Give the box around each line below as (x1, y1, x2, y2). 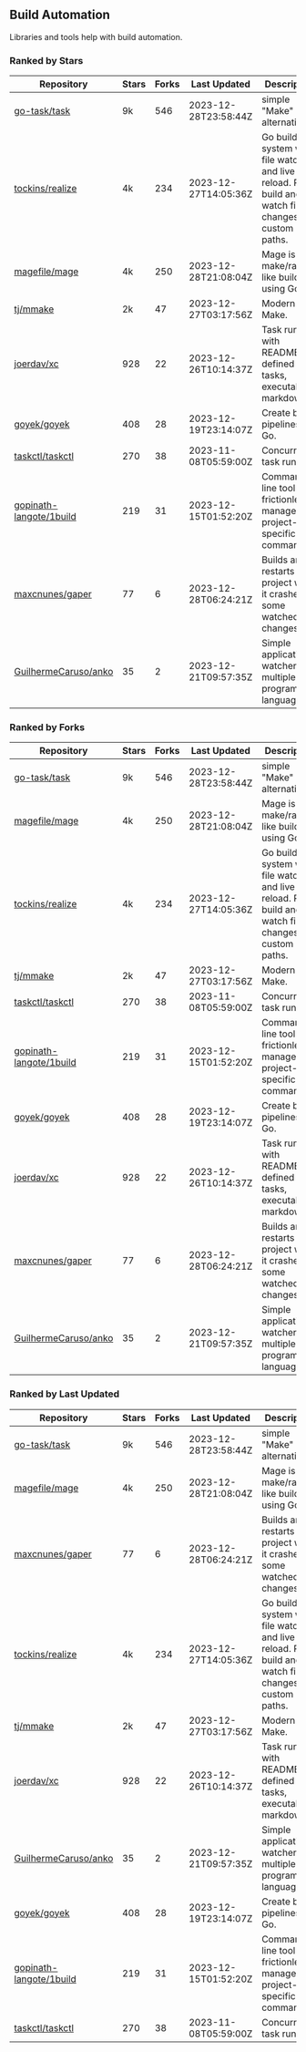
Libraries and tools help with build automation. (9, 31, 183, 42)
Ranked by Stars (9, 54, 84, 67)
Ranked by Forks (9, 721, 85, 734)
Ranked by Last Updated (9, 1387, 120, 1400)
